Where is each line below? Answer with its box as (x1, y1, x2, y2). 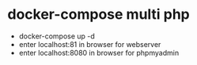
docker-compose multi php (7, 5, 191, 23)
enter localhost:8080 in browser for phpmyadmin (18, 48, 180, 57)
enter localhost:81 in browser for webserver (18, 39, 161, 49)
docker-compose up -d (18, 31, 96, 41)
